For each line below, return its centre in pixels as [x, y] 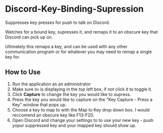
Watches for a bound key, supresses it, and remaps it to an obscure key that [81, 32]
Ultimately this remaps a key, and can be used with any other [66, 46]
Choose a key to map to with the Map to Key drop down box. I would [81, 110]
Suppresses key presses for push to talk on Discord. [58, 22]
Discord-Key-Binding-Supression [74, 9]
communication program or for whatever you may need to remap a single [79, 52]
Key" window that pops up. [39, 104]
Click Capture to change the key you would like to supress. [71, 94]
